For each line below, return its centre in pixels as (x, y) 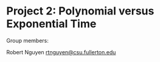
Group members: (27, 40)
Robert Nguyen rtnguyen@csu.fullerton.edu (61, 52)
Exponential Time (51, 24)
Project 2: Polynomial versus (80, 11)
